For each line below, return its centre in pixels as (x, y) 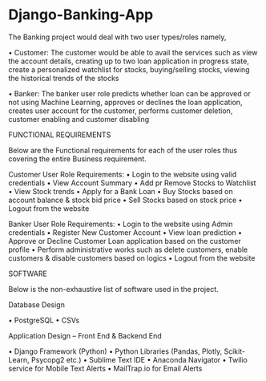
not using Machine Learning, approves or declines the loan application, (125, 102)
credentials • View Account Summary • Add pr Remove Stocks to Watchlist (132, 183)
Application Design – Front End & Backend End (85, 335)
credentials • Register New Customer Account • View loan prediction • (125, 232)
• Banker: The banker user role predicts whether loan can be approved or (129, 93)
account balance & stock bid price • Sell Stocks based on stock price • (125, 200)
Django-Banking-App (81, 15)
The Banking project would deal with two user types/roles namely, (117, 37)
